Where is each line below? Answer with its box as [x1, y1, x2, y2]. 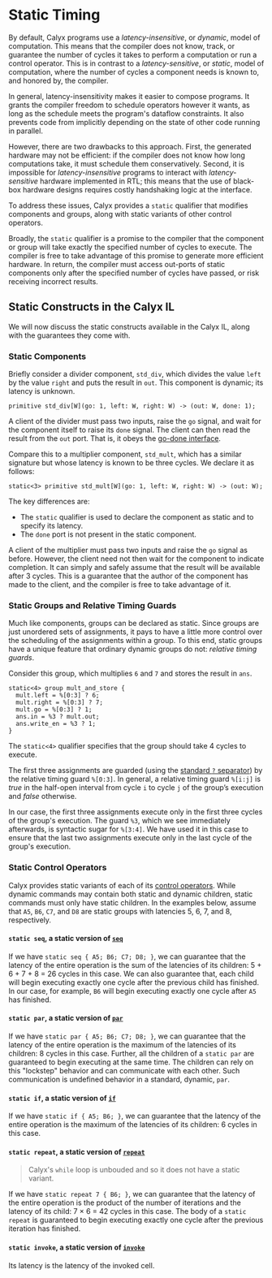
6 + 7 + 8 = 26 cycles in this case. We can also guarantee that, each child [8, 969, 254, 978]
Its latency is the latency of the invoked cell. [8, 1260, 155, 1270]
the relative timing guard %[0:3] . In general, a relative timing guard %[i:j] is [8, 774, 261, 784]
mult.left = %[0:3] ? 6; [15, 692, 100, 700]
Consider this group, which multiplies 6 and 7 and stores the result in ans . [8, 668, 253, 679]
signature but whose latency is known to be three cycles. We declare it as [8, 458, 254, 468]
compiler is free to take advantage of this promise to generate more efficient [8, 250, 264, 261]
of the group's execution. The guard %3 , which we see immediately [8, 816, 231, 826]
